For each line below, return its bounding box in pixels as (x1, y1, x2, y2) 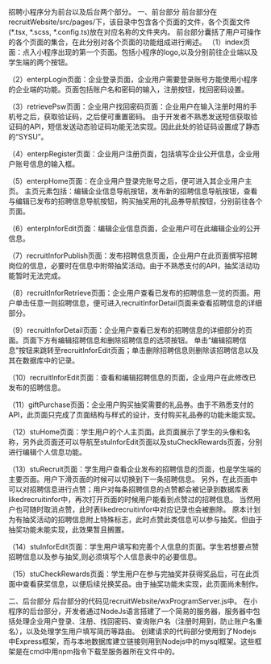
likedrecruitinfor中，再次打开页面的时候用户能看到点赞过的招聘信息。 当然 (8, 495, 254, 504)
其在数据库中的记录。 (8, 355, 79, 365)
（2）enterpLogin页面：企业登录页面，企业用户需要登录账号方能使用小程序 (8, 75, 258, 84)
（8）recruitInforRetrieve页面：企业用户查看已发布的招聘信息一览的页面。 (8, 288, 254, 297)
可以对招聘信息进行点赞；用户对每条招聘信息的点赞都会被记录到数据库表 (8, 484, 248, 494)
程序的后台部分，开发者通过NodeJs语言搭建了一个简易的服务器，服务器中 (8, 607, 254, 616)
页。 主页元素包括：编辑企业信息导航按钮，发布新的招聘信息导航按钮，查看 (8, 186, 258, 196)
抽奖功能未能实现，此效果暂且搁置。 (8, 525, 129, 534)
